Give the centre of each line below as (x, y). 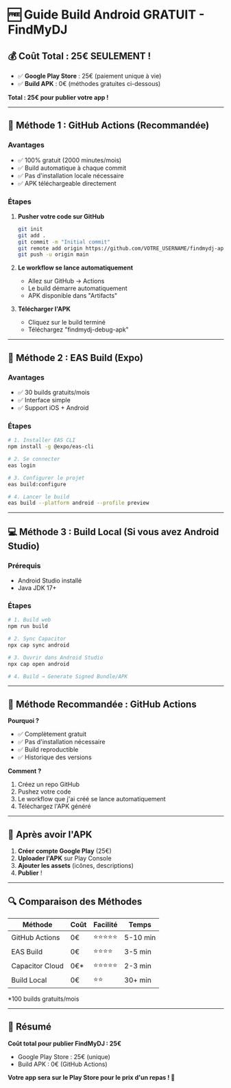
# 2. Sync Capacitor (37, 639)
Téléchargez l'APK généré (54, 806)
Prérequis (24, 565)
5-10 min (140, 937)
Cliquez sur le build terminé (66, 323)
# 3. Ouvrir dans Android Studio (56, 657)
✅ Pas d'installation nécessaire (61, 742)
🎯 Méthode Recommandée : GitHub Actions (102, 704)
